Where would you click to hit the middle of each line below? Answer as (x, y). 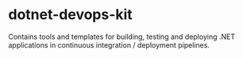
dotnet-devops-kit (70, 15)
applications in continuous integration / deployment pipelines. (109, 44)
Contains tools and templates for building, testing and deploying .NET (122, 37)
